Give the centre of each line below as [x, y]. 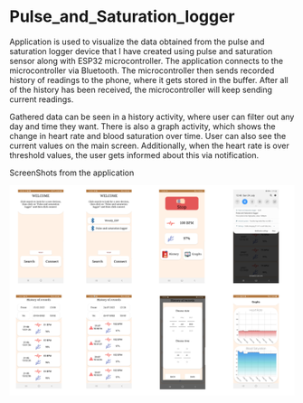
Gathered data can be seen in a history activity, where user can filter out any [152, 117]
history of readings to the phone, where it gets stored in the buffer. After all [149, 80]
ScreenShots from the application [72, 173]
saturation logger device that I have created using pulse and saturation [141, 51]
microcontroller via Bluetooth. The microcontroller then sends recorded [142, 70]
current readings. [42, 99]
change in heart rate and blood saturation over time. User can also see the [148, 136]
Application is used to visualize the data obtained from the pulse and [137, 42]
